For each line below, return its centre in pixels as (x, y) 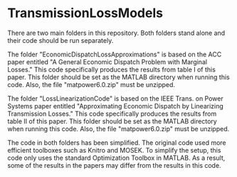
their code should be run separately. (60, 40)
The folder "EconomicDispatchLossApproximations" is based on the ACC (115, 54)
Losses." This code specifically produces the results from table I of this (111, 69)
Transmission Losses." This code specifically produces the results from (112, 113)
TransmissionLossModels (85, 13)
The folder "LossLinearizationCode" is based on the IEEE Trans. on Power (116, 98)
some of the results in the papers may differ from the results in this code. (115, 165)
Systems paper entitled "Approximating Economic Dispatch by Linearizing (116, 106)
